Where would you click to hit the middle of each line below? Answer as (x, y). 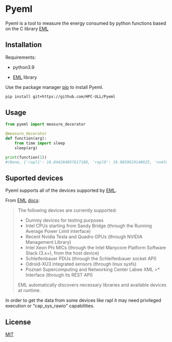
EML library (25, 77)
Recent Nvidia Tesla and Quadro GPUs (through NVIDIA (84, 237)
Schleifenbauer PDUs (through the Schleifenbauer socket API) (91, 259)
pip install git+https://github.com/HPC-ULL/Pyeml (60, 96)
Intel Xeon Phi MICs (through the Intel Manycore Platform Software (96, 248)
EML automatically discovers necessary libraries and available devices (92, 285)
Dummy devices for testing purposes (64, 220)
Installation (24, 45)
